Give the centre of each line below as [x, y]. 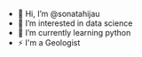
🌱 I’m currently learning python [74, 33]
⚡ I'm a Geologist [49, 43]
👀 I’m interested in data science [75, 23]
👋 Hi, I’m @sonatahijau [59, 14]
